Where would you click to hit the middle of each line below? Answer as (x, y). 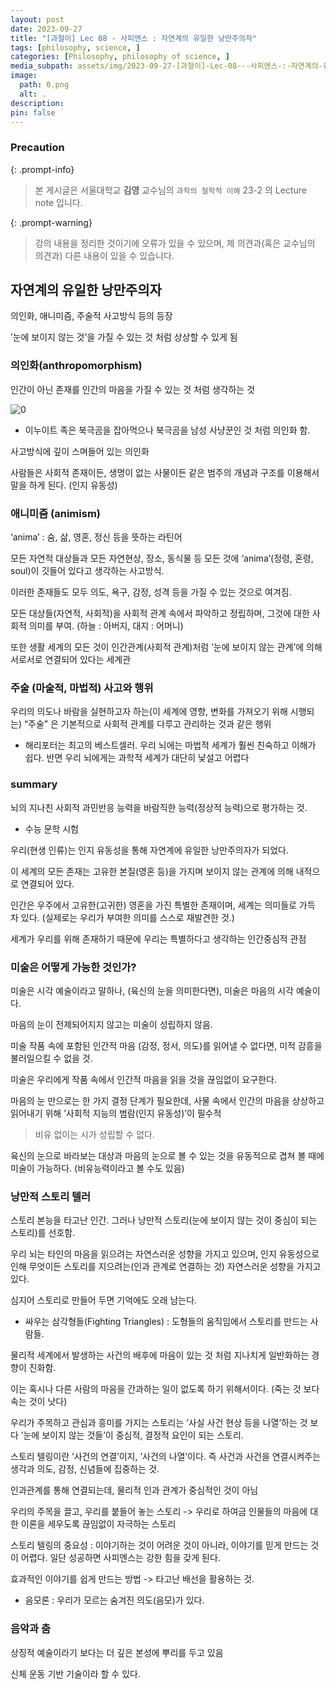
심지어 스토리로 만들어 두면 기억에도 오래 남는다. (104, 1300)
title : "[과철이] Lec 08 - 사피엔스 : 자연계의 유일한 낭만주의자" (134, 38)
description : (37, 103)
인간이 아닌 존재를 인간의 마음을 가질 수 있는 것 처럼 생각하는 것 (133, 389)
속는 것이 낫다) (39, 1402)
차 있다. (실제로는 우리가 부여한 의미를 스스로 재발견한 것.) (122, 917)
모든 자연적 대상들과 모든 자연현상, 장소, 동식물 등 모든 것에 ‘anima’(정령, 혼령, (162, 558)
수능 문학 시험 (51, 828)
